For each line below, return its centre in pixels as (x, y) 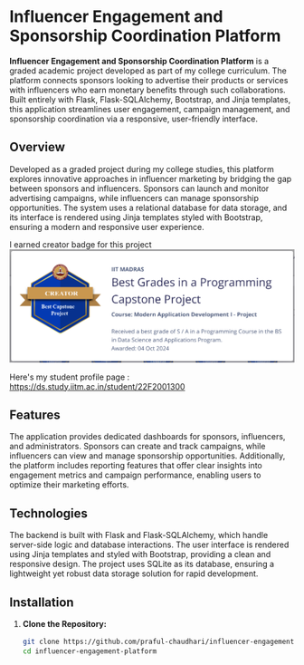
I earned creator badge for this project (81, 244)
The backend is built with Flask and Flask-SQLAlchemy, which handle (139, 535)
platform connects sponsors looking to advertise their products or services (149, 80)
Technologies (49, 513)
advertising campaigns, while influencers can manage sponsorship (134, 198)
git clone (41, 642)
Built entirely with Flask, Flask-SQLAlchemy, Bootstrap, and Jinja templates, (150, 99)
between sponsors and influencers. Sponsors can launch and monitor (139, 188)
